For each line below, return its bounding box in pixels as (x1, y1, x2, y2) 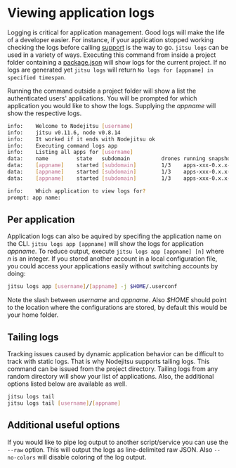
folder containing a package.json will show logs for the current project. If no (7, 58, 227, 66)
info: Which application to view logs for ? (7, 188, 146, 195)
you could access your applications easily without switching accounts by (7, 262, 218, 271)
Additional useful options (7, 420, 121, 431)
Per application (7, 213, 75, 226)
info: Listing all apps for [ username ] (7, 149, 133, 156)
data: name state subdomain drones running (7, 155, 206, 162)
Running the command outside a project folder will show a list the (7, 86, 197, 95)
